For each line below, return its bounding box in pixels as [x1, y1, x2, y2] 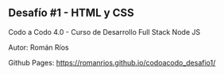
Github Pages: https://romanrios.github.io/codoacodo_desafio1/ [8, 58, 216, 67]
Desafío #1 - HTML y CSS [8, 6, 134, 20]
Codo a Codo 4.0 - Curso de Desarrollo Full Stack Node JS [8, 27, 201, 36]
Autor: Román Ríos [8, 43, 69, 52]
